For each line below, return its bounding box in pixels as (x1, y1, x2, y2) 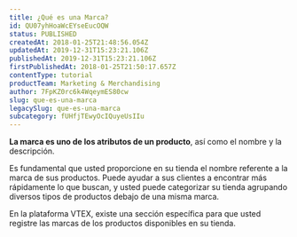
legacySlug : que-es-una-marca (9, 104, 121, 113)
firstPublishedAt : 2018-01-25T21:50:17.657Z (9, 63, 176, 72)
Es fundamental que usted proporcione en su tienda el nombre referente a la (9, 163, 288, 174)
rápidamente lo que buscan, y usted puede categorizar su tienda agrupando (9, 182, 288, 193)
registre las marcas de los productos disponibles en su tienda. (9, 218, 237, 229)
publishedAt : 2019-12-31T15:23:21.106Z (9, 54, 157, 63)
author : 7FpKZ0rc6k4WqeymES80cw (9, 87, 129, 96)
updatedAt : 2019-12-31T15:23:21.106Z (9, 46, 149, 55)
